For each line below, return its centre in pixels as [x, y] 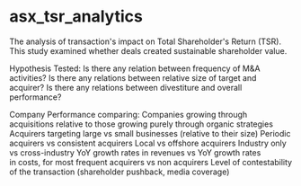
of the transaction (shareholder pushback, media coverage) [120, 172]
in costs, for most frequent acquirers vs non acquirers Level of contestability [151, 162]
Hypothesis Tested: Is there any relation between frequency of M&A [135, 68]
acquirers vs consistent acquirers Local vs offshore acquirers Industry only [148, 143]
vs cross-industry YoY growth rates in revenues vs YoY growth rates [135, 152]
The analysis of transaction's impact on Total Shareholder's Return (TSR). [145, 41]
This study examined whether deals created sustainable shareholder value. [148, 50]
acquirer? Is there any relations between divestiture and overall [126, 87]
